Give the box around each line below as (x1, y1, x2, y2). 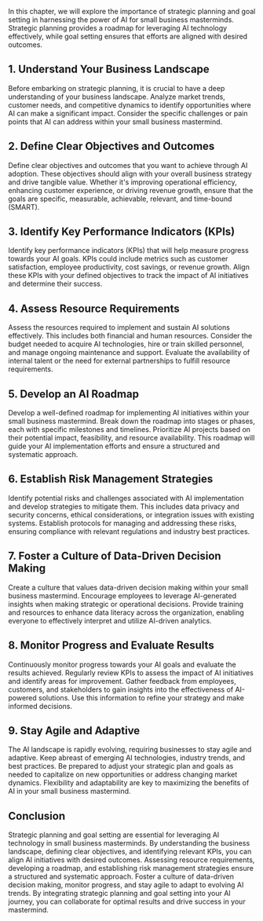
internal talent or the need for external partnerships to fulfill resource (8, 356, 231, 366)
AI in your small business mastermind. (8, 787, 131, 796)
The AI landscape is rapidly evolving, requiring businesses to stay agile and (8, 745, 252, 755)
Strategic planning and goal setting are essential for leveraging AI (8, 830, 220, 839)
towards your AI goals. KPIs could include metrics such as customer (8, 254, 228, 264)
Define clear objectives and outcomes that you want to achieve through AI (8, 160, 248, 170)
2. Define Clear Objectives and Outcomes (8, 140, 215, 153)
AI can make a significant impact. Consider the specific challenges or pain (8, 108, 248, 118)
